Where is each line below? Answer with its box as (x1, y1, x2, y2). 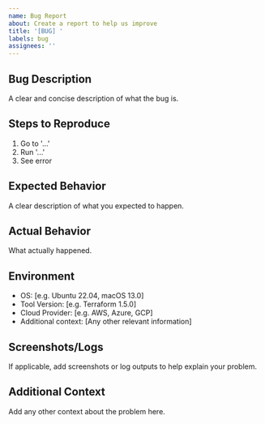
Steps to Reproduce (8, 117, 111, 131)
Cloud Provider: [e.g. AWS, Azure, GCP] (19, 308, 153, 318)
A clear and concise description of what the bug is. (8, 93, 179, 103)
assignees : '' (8, 42, 57, 50)
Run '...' (19, 147, 45, 156)
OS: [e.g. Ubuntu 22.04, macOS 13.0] (19, 291, 144, 301)
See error (19, 156, 53, 165)
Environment (8, 269, 75, 283)
